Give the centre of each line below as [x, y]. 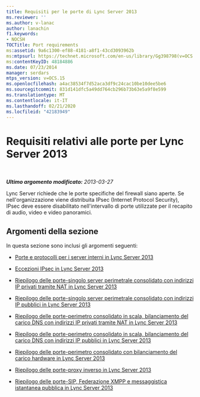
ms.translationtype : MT [36, 95]
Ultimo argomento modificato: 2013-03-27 [60, 182]
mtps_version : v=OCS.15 [36, 78]
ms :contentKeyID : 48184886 [40, 61]
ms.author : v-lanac [30, 23]
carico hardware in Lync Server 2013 [60, 358]
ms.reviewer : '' [26, 17]
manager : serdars [28, 73]
